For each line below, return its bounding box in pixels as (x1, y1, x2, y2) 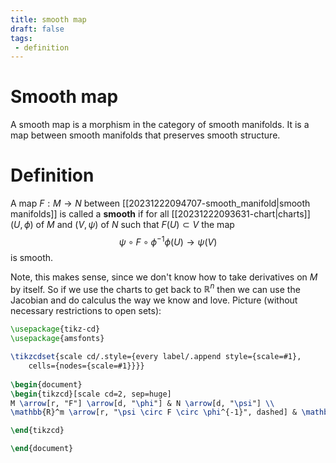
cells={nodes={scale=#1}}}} (28, 361, 145, 371)
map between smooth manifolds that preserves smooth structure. (10, 129, 281, 141)
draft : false (10, 24, 65, 34)
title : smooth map (10, 14, 87, 25)
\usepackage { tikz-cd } (10, 324, 101, 335)
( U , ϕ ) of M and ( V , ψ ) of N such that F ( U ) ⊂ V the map (10, 219, 235, 231)
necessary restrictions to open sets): (10, 305, 162, 317)
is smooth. (10, 251, 54, 263)
